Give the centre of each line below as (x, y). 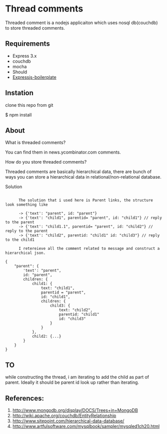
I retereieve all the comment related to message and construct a (89, 249)
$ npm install (18, 115)
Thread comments (44, 9)
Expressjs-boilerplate (34, 77)
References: (24, 398)
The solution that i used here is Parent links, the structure (86, 200)
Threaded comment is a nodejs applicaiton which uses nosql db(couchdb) (82, 23)
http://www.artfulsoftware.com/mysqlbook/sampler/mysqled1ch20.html (86, 426)
